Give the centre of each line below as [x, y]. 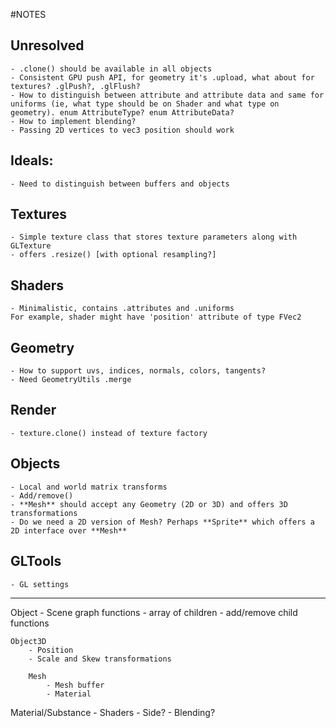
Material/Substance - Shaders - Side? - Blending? [113, 712]
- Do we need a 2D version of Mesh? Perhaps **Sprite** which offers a [162, 522]
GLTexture [31, 246]
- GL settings [40, 584]
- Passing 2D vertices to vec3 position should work [122, 130]
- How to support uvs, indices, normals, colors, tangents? [138, 371]
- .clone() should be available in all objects [111, 69]
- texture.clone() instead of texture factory [109, 433]
